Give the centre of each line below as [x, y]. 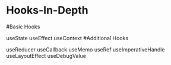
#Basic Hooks [23, 27]
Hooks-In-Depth [47, 10]
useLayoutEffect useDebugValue [46, 56]
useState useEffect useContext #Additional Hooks [67, 38]
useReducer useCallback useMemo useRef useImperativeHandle [85, 49]
